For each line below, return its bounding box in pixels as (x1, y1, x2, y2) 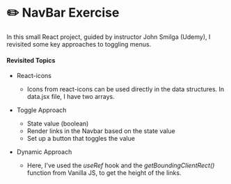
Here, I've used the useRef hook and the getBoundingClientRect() (26, 161, 215, 170)
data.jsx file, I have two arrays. (26, 93, 115, 101)
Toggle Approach (16, 106, 67, 114)
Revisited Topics (6, 56, 56, 64)
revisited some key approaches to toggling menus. (6, 40, 152, 48)
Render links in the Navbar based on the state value (26, 127, 175, 135)
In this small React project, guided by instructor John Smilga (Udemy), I (6, 32, 211, 41)
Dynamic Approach (16, 148, 72, 156)
